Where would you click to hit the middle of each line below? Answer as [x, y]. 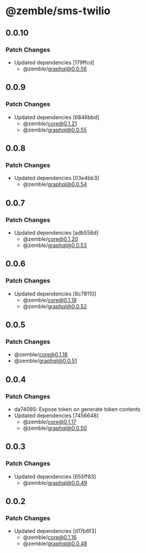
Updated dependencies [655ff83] [55, 476]
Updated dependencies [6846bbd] [56, 117]
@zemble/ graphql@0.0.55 [55, 130]
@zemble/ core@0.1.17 [49, 422]
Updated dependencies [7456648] [56, 415]
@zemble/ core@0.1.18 [41, 355]
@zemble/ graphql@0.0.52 [55, 306]
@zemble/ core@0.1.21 [50, 123]
